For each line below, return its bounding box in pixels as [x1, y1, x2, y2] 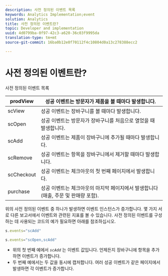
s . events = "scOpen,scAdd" [5, 237, 57, 242]
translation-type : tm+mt [5, 35, 57, 40]
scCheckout [7, 171, 36, 178]
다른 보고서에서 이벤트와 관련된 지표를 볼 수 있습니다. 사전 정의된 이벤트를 [10, 212, 153, 218]
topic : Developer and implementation [5, 26, 84, 31]
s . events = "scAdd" [5, 228, 41, 233]
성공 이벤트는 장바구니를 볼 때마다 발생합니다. [40, 107, 141, 114]
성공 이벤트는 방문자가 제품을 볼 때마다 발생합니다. [45, 98, 156, 105]
